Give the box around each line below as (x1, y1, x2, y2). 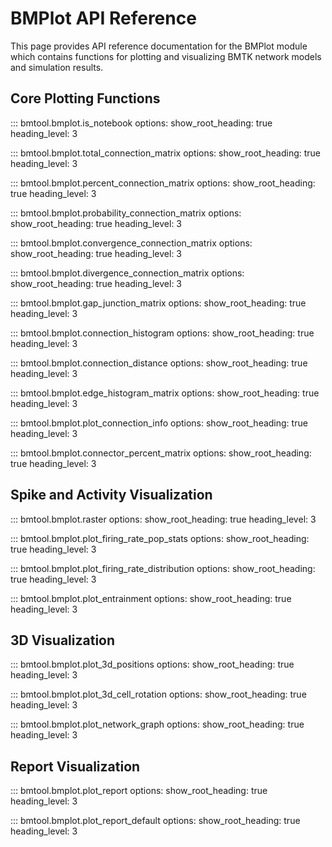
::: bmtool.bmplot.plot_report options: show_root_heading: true (10, 785, 268, 797)
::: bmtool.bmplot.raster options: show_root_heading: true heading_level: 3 (10, 513, 317, 525)
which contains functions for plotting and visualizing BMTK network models (10, 50, 322, 62)
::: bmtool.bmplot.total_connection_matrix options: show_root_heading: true (10, 147, 322, 159)
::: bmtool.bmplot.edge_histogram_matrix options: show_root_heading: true (10, 387, 320, 399)
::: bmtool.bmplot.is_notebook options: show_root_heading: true (10, 117, 273, 129)
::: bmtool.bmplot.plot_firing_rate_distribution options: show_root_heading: (10, 562, 316, 574)
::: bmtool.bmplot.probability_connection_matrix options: (10, 207, 242, 219)
